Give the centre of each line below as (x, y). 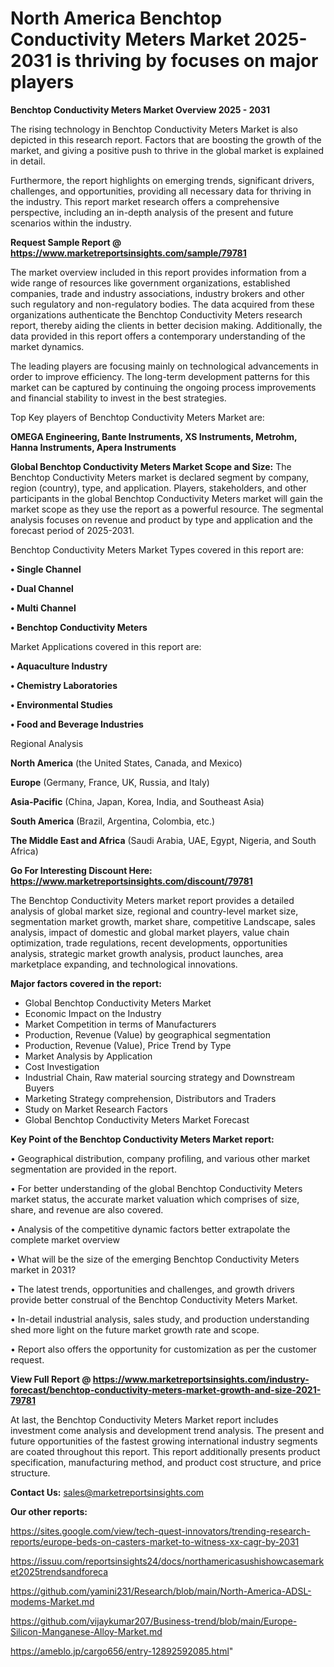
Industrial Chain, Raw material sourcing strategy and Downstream (159, 1077)
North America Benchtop (116, 18)
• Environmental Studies (61, 704)
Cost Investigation (62, 1066)
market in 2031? (43, 1269)
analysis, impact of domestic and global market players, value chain (150, 932)
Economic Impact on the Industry (93, 1013)
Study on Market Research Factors (96, 1109)
